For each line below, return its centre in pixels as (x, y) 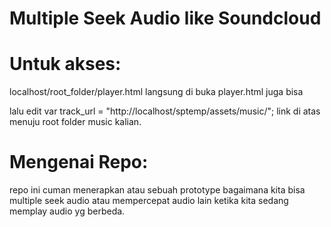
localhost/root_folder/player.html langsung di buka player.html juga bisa (156, 92)
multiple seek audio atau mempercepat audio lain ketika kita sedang (149, 201)
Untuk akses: (65, 64)
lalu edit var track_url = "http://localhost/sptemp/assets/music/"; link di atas (165, 111)
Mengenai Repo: (79, 162)
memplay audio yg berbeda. (67, 211)
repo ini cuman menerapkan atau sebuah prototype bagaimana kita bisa (157, 190)
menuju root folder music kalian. (75, 122)
